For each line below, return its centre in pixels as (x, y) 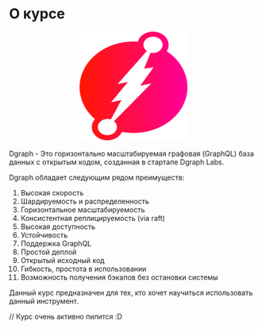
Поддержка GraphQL (56, 243)
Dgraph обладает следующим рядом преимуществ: (97, 177)
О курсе (37, 14)
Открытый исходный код (63, 260)
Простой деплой (48, 252)
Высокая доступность (58, 226)
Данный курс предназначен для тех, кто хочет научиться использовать (131, 292)
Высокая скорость (52, 192)
